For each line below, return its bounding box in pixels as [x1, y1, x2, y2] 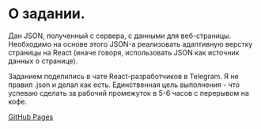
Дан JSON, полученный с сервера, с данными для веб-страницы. [8, 31, 232, 40]
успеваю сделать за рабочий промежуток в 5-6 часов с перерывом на [8, 88, 249, 97]
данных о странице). [8, 56, 78, 66]
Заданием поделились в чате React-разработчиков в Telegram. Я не [8, 71, 239, 81]
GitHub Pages [8, 112, 54, 121]
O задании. [8, 5, 85, 23]
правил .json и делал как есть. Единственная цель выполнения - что [8, 80, 240, 89]
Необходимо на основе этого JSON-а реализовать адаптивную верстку [8, 39, 253, 48]
